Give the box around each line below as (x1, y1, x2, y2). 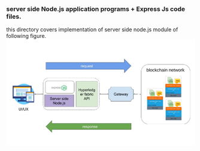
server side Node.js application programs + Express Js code (6, 5, 186, 13)
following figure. (6, 32, 47, 40)
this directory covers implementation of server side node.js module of (6, 26, 178, 33)
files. (6, 12, 22, 20)
